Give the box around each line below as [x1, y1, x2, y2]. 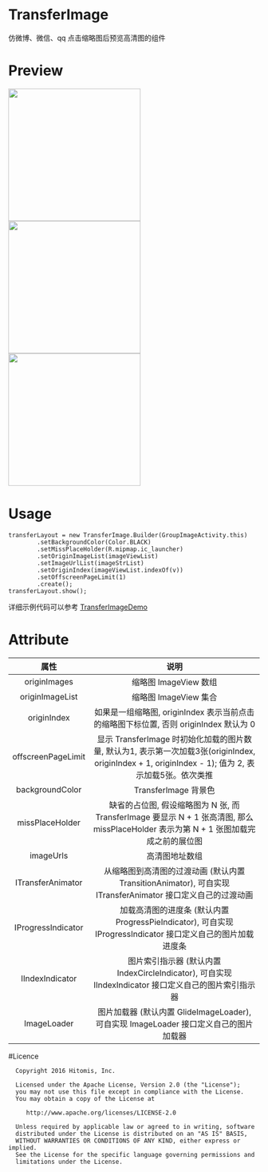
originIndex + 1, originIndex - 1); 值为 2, [94, 757, 245, 768]
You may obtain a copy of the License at [15, 1094, 156, 1102]
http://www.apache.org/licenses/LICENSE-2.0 [26, 1109, 177, 1117]
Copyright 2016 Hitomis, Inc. [15, 1066, 116, 1074]
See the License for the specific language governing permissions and [15, 1150, 255, 1158]
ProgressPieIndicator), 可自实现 [115, 916, 234, 927]
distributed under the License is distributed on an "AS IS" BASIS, [15, 1130, 248, 1138]
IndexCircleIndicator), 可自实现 [116, 967, 233, 979]
